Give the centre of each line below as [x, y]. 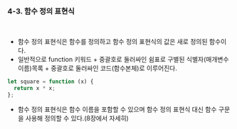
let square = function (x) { [51, 82]
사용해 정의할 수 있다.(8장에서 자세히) [77, 118]
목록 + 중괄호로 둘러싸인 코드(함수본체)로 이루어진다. [105, 68]
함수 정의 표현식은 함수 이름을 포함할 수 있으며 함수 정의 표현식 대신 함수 [117, 109]
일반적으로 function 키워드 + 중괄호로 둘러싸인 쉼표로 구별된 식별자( [112, 60]
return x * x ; [35, 89]
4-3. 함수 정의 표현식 [41, 11]
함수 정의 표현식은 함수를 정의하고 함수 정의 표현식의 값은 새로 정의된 [112, 42]
